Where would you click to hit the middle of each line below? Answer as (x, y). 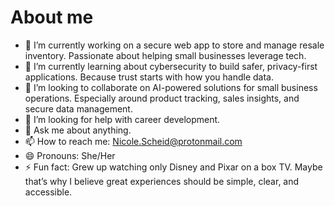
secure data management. (78, 108)
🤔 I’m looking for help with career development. (122, 119)
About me (52, 17)
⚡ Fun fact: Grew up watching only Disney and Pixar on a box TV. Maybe (173, 167)
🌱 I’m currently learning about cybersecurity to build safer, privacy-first (171, 66)
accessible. (48, 192)
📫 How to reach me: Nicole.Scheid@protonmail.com (133, 141)
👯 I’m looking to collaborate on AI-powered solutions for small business (171, 87)
